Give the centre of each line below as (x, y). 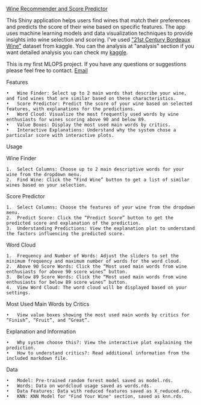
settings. (19, 293)
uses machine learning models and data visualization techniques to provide (100, 33)
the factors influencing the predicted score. (66, 234)
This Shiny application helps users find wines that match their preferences (98, 20)
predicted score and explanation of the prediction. (74, 223)
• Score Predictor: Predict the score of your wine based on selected (99, 104)
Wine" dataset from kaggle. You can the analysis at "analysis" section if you (100, 46)
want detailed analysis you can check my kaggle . (67, 52)
